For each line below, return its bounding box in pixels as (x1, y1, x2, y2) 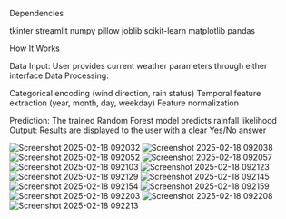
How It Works (9, 43, 61, 54)
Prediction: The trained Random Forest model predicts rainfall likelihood (9, 115, 277, 125)
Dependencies (9, 8, 64, 18)
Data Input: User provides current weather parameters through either (9, 61, 268, 71)
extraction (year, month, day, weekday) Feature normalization (9, 97, 239, 108)
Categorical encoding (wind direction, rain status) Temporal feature (9, 88, 261, 98)
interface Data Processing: (9, 70, 109, 81)
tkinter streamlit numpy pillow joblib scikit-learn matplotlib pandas (9, 25, 256, 35)
